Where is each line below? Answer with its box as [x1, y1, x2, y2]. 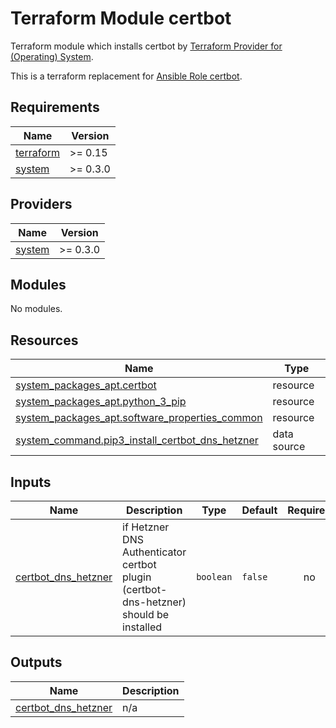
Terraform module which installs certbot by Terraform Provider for [10, 40, 283, 52]
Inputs [10, 473, 52, 491]
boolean [196, 572, 233, 582]
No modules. [10, 303, 63, 315]
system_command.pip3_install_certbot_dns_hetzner [15, 433, 259, 447]
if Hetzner [122, 520, 170, 534]
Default [241, 503, 278, 517]
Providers [10, 196, 73, 213]
